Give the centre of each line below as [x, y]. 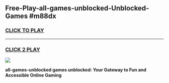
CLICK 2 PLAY [23, 49]
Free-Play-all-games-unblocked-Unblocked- [77, 8]
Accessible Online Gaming [33, 75]
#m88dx [43, 16]
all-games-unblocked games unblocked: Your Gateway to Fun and [76, 69]
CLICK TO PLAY [25, 31]
